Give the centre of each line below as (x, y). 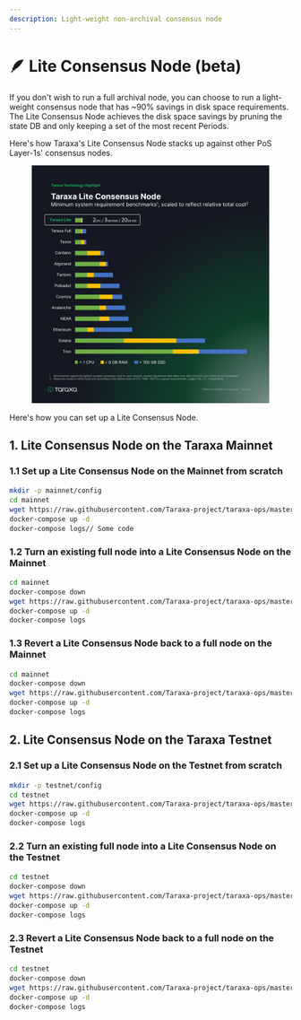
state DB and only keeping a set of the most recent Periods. (119, 126)
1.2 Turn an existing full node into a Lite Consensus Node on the (150, 552)
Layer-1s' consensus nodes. (61, 153)
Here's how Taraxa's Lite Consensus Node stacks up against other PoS (141, 143)
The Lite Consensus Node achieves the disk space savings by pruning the (146, 116)
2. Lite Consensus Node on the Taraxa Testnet (141, 740)
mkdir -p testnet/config (56, 785)
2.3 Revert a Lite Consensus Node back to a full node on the (142, 937)
